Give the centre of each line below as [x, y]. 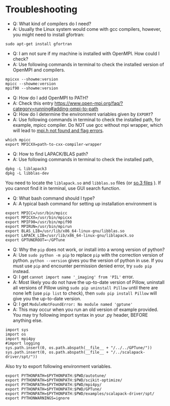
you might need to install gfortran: [48, 34]
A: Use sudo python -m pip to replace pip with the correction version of [88, 255]
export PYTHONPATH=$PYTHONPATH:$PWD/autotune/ [56, 376]
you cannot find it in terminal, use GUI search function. [63, 188]
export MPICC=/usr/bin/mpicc [36, 213]
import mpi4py [20, 339]
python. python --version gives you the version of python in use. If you [88, 260]
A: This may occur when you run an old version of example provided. [86, 310]
